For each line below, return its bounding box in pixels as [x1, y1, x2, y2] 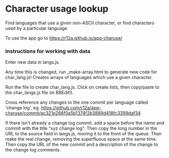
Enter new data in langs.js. [5, 59, 60, 65]
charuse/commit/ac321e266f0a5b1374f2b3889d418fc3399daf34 [5, 110, 141, 116]
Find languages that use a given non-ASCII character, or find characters [5, 20, 155, 26]
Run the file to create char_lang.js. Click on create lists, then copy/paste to [5, 84, 160, 90]
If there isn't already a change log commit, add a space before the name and [5, 120, 164, 126]
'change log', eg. [5, 105, 40, 111]
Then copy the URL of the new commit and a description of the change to [5, 141, 158, 147]
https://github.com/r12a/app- [41, 105, 102, 111]
